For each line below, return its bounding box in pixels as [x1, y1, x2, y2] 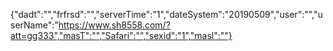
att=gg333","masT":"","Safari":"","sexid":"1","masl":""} [10, 30, 233, 41]
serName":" [10, 19, 59, 31]
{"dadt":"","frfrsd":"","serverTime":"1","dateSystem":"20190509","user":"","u [10, 9, 323, 20]
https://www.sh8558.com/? [58, 19, 171, 31]
